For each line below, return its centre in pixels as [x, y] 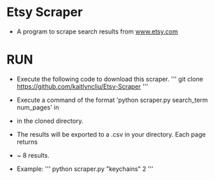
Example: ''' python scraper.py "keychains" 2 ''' [85, 169]
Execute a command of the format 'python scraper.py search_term [112, 100]
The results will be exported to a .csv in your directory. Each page [111, 134]
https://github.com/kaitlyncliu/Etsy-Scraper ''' [82, 86]
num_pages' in [38, 107]
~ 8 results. [33, 155]
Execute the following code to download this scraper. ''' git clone [110, 79]
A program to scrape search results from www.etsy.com [97, 31]
